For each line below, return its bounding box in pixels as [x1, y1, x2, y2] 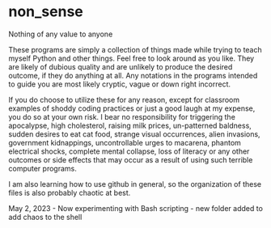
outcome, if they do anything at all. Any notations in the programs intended [8, 70, 258, 80]
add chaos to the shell [8, 212, 83, 222]
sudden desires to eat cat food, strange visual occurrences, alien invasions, [8, 129, 260, 139]
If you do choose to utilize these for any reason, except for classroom [8, 95, 240, 104]
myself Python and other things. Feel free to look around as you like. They [8, 53, 255, 63]
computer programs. [8, 163, 77, 173]
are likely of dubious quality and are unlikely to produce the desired [8, 61, 233, 71]
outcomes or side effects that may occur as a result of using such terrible [8, 154, 253, 164]
